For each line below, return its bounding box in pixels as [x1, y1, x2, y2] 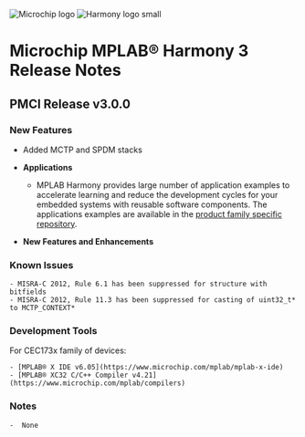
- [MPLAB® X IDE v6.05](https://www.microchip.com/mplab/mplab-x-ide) [9, 363, 284, 372]
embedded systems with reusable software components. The [36, 199, 268, 210]
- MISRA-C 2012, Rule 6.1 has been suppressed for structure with [9, 279, 268, 289]
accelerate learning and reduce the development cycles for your [36, 189, 279, 200]
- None [9, 421, 39, 430]
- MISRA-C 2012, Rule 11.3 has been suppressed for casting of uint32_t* [9, 296, 297, 305]
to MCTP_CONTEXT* [9, 304, 76, 313]
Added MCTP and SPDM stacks [22, 144, 143, 155]
